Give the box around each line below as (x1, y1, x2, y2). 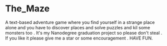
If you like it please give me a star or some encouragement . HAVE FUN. (5, 35, 153, 41)
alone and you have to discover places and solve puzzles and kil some (5, 24, 150, 30)
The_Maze (5, 3, 50, 14)
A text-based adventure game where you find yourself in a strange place (5, 19, 155, 25)
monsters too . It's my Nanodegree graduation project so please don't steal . (5, 30, 162, 36)
